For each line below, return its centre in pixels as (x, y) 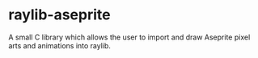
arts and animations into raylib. (60, 45)
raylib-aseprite (59, 15)
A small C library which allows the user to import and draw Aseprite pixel (129, 37)
